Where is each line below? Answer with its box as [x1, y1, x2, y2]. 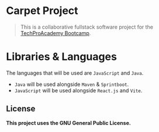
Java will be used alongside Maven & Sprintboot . [14, 81, 129, 88]
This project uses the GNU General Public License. [6, 119, 132, 126]
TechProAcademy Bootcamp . [20, 29, 91, 36]
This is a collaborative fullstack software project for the [20, 23, 154, 30]
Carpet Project [6, 4, 78, 18]
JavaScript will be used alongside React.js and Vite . [14, 86, 143, 94]
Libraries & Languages [6, 50, 117, 64]
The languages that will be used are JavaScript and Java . [6, 69, 144, 77]
